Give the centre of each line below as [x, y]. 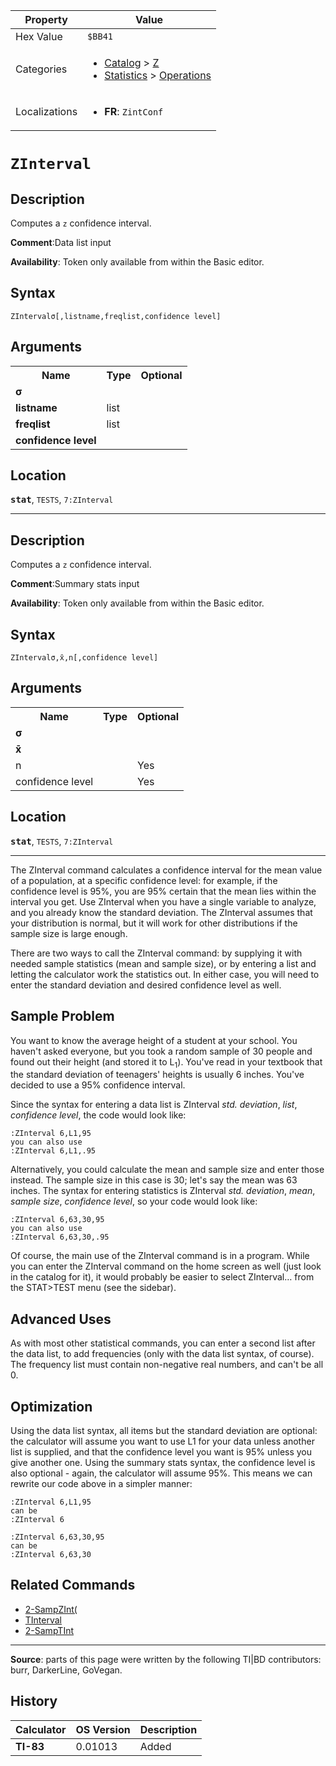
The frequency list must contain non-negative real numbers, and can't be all [167, 1365]
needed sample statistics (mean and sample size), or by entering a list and [163, 963]
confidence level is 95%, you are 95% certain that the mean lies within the [163, 891]
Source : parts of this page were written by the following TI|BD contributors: [166, 1659]
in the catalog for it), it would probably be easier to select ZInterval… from [162, 1277]
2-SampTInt [49, 1630]
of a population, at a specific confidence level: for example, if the [144, 880]
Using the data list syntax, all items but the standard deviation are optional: [164, 1430]
